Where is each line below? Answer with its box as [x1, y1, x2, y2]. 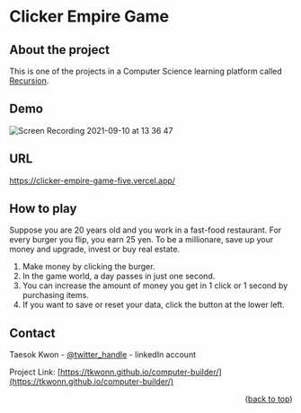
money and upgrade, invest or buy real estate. [9, 244, 181, 255]
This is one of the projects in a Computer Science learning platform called [9, 66, 283, 76]
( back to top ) [244, 393, 293, 405]
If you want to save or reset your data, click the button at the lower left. [22, 299, 285, 311]
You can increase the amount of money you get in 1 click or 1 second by [22, 280, 288, 291]
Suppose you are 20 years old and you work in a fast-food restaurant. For [9, 224, 282, 235]
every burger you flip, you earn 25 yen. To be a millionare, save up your [9, 234, 274, 245]
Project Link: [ [9, 366, 61, 378]
